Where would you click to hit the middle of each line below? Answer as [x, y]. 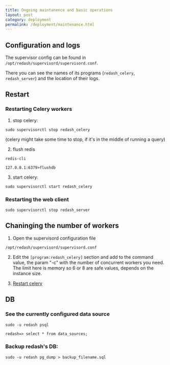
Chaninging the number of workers [62, 226]
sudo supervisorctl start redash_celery [49, 186]
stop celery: [25, 120]
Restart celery [27, 283]
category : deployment [28, 20]
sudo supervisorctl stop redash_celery [48, 130]
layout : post [19, 15]
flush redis [24, 149]
